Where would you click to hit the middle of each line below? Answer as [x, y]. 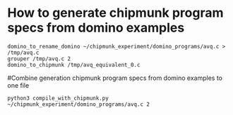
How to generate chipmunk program [115, 13]
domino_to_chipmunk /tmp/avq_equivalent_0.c [74, 65]
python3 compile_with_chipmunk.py [58, 98]
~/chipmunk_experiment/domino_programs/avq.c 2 [79, 104]
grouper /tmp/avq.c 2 [39, 59]
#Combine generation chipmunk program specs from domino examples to [115, 78]
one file [18, 85]
